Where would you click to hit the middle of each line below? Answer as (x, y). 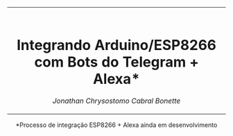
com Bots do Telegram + (116, 62)
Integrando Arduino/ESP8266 (116, 45)
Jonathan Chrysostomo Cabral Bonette (116, 101)
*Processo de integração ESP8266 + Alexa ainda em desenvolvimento (116, 125)
